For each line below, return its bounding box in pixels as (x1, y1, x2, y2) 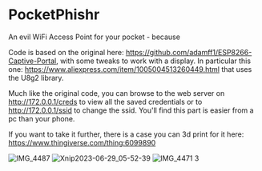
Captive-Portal (8, 56, 57, 66)
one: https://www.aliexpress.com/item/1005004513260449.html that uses (8, 64, 252, 74)
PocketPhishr (8, 6, 100, 24)
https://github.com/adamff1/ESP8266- (125, 47, 252, 57)
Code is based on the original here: (8, 47, 124, 57)
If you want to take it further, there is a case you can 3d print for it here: (8, 129, 244, 139)
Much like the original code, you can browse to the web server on (8, 88, 225, 97)
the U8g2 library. (8, 73, 64, 82)
